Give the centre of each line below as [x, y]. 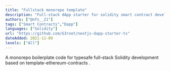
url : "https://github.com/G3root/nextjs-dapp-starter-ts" [68, 33]
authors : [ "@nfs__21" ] [29, 19]
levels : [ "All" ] [22, 43]
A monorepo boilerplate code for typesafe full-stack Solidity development [82, 57]
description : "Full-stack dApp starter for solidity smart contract [79, 15]
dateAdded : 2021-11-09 [29, 39]
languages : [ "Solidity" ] [31, 29]
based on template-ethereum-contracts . [48, 63]
